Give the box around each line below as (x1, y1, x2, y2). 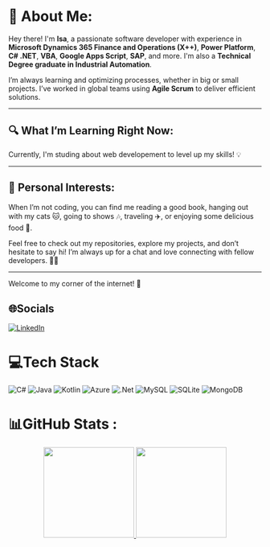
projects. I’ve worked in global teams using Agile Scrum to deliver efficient (8, 84, 256, 93)
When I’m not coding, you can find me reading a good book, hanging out (8, 202, 249, 212)
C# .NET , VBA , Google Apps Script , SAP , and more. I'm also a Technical (8, 51, 252, 60)
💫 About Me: (8, 7, 93, 26)
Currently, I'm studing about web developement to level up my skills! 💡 (8, 149, 242, 159)
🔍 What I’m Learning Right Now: (8, 124, 174, 138)
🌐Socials (8, 302, 55, 315)
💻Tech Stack (8, 353, 100, 371)
